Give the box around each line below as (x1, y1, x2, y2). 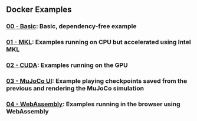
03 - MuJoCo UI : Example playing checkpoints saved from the (6, 77, 188, 85)
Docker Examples (6, 5, 72, 15)
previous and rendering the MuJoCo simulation (6, 85, 145, 93)
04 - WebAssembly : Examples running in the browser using (6, 100, 181, 108)
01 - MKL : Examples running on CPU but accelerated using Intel (6, 38, 191, 46)
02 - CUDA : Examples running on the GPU (6, 61, 128, 69)
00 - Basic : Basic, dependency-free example (6, 22, 137, 31)
